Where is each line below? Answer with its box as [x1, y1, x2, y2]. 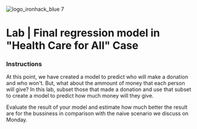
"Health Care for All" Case [6, 39, 139, 53]
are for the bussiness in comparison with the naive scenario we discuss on [6, 110, 189, 117]
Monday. [6, 116, 28, 124]
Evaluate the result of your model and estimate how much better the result [6, 104, 188, 111]
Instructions [6, 60, 43, 68]
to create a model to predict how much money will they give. [6, 92, 154, 99]
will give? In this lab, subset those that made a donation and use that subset [6, 86, 192, 93]
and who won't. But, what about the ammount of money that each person [6, 80, 185, 87]
